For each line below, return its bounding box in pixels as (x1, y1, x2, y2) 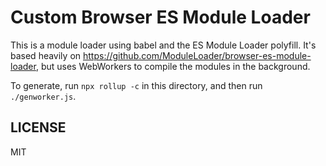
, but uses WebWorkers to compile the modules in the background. (35, 60, 311, 72)
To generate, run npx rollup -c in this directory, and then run (10, 79, 263, 91)
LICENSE (10, 119, 67, 136)
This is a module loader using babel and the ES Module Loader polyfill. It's (10, 39, 317, 51)
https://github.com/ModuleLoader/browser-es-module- (83, 49, 312, 61)
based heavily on (10, 49, 82, 61)
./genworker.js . (10, 90, 77, 102)
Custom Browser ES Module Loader (10, 6, 311, 29)
